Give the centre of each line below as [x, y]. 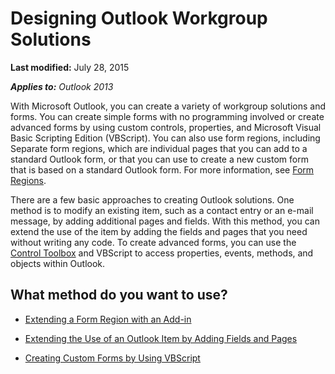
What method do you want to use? [119, 295]
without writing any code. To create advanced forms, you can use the [153, 242]
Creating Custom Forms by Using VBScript [112, 358]
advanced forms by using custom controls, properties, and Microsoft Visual [166, 127]
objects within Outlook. [58, 263]
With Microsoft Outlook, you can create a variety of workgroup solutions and [168, 106]
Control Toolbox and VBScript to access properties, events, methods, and [162, 253]
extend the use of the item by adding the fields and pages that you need [159, 231]
